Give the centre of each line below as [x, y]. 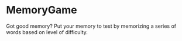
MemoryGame [42, 10]
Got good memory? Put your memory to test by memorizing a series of [91, 26]
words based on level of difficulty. [47, 32]
